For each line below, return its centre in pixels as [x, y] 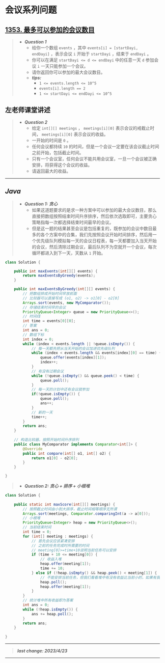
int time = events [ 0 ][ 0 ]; [49, 321]
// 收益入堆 [51, 559]
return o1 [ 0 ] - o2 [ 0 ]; [55, 458]
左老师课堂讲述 [28, 110]
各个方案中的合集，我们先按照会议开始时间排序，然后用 [96, 234]
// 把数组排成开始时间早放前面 [50, 294]
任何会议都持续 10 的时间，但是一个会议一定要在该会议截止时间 [96, 146]
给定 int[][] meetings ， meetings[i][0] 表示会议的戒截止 [91, 128]
